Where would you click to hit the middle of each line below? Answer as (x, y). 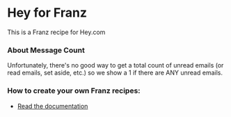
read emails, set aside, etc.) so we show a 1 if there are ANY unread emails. (115, 73)
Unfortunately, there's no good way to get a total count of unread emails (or (115, 65)
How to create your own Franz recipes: (74, 91)
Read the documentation (53, 106)
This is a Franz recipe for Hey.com (56, 32)
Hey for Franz (47, 13)
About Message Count (46, 50)
